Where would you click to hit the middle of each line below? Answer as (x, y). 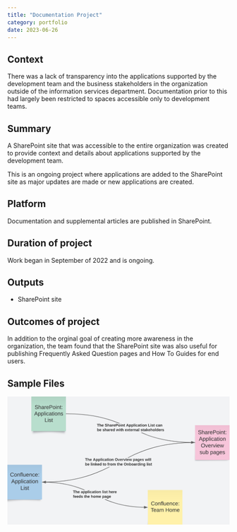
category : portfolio (38, 22)
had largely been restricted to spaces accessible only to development (109, 99)
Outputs (26, 283)
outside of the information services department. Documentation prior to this (117, 91)
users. (17, 361)
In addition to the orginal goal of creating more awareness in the (101, 338)
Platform (27, 204)
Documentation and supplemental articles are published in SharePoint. (110, 221)
